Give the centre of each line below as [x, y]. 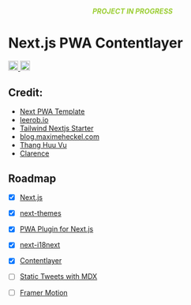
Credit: [26, 92]
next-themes [40, 213]
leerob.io [34, 120]
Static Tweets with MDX [58, 277]
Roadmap [32, 178]
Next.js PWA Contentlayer [95, 43]
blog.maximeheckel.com [60, 137]
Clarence [34, 153]
